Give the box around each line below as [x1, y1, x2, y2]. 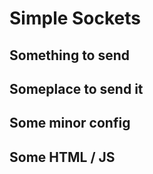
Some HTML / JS [9, 148, 116, 166]
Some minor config [9, 115, 131, 132]
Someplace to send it [9, 80, 144, 97]
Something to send [9, 47, 131, 64]
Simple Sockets [9, 7, 142, 30]
